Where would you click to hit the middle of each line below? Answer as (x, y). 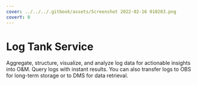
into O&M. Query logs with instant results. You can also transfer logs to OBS (99, 70)
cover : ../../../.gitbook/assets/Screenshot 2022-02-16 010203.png (91, 12)
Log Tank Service (50, 47)
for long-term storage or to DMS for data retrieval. (67, 75)
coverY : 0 (18, 17)
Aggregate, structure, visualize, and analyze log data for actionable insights (99, 63)
